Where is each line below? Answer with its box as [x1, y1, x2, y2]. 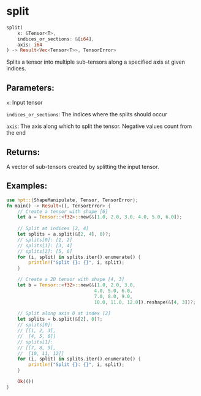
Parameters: [6, 83, 55, 93]
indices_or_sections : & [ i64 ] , [17, 35, 95, 42]
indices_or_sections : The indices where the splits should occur [6, 111, 167, 118]
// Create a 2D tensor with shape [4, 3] [17, 277, 124, 283]
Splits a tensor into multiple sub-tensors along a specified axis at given [6, 58, 185, 65]
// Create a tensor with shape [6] [17, 208, 108, 215]
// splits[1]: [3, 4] [17, 242, 72, 248]
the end [6, 129, 26, 136]
